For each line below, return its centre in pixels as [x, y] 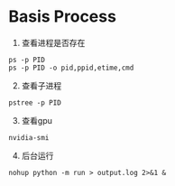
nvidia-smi [29, 137]
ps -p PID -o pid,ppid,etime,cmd [71, 68]
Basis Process [62, 17]
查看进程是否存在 [53, 42]
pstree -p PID [35, 102]
